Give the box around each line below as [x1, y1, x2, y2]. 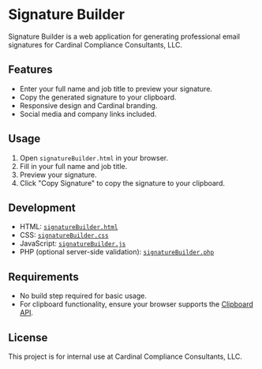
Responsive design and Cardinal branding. [19, 100, 158, 110]
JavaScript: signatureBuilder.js [19, 239, 126, 248]
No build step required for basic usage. [19, 291, 148, 301]
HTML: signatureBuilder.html [19, 222, 118, 232]
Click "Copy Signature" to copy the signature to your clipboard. [19, 178, 226, 187]
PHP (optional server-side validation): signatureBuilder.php [19, 247, 215, 257]
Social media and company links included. [19, 109, 157, 119]
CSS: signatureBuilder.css [19, 231, 109, 240]
